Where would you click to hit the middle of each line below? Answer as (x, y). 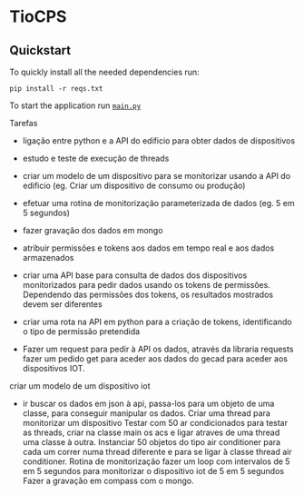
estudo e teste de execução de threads (96, 158)
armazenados (48, 257)
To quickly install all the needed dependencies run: (104, 72)
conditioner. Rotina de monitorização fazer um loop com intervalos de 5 (156, 461)
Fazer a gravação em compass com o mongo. (108, 480)
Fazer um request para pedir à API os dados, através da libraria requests (158, 349)
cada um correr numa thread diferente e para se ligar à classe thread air (157, 452)
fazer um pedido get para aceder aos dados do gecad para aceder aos (155, 359)
